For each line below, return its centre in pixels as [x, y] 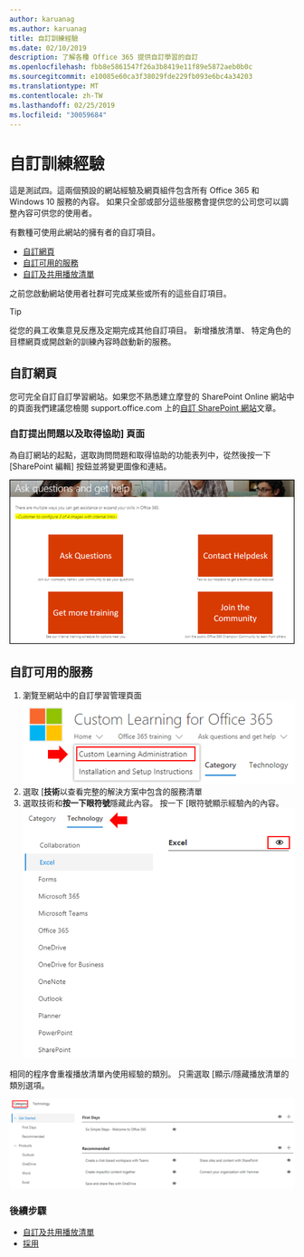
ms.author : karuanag [48, 29]
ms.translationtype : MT [54, 86]
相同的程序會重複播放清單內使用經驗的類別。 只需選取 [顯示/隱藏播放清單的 [149, 1074]
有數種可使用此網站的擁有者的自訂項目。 [85, 232]
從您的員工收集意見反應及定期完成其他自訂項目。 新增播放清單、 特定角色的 [150, 330]
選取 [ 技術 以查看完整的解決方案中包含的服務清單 [112, 791]
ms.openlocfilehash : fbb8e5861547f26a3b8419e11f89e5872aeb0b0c [131, 67]
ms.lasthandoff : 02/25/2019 [62, 105]
